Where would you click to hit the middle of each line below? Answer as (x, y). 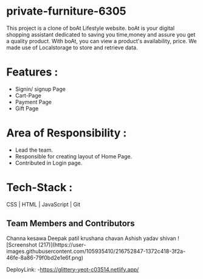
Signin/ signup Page (40, 89)
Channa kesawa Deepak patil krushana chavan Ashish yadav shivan (91, 238)
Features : (32, 72)
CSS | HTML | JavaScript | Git (43, 204)
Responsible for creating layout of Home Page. (74, 156)
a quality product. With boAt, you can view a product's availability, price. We (102, 41)
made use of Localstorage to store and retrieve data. (72, 48)
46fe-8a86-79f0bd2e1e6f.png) (45, 258)
